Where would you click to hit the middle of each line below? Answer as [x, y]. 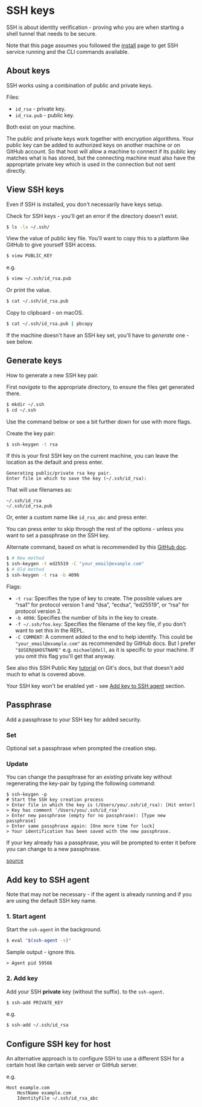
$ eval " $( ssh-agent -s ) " [39, 941]
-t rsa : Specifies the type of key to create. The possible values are [98, 598]
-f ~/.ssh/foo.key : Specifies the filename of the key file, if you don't [100, 624]
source [15, 861]
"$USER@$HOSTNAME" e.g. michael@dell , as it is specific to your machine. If [104, 649]
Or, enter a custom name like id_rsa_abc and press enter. [77, 518]
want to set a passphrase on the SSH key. [58, 536]
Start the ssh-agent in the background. [54, 929]
